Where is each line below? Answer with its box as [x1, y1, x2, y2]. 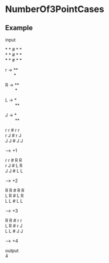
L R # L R [5, 193, 24, 199]
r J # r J [5, 133, 21, 139]
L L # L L [5, 198, 23, 204]
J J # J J [5, 138, 23, 144]
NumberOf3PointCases [5, 4, 104, 15]
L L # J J [5, 228, 23, 234]
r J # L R [5, 163, 22, 169]
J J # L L [5, 168, 23, 174]
